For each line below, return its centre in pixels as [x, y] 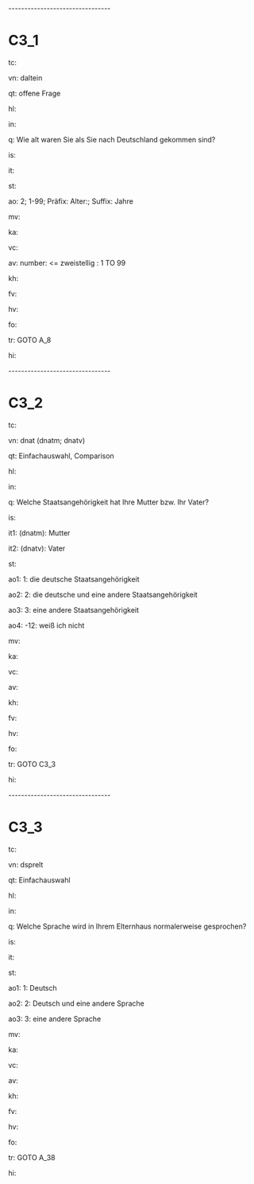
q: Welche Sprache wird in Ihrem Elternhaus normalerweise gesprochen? [127, 926]
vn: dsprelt [26, 864]
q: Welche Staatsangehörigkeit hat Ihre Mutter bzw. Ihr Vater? [108, 502]
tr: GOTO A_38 [32, 1157]
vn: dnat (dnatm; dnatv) [47, 440]
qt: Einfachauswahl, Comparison [62, 456]
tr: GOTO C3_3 [32, 764]
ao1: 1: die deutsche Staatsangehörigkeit [74, 579]
